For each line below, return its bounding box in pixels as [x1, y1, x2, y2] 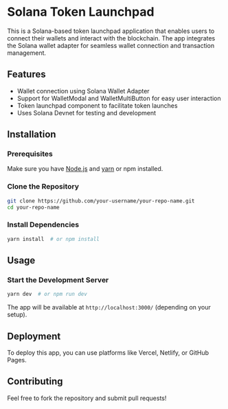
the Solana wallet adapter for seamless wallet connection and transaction [7, 41, 215, 49]
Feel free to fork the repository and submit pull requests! [7, 394, 167, 402]
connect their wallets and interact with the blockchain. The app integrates [7, 34, 216, 42]
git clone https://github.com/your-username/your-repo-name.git [7, 197, 195, 204]
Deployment [7, 330, 61, 342]
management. [7, 49, 47, 57]
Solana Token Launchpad [7, 4, 155, 20]
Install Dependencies [7, 220, 80, 230]
